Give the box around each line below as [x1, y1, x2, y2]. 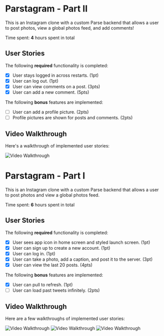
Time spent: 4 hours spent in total [5, 35, 75, 41]
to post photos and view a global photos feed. [5, 192, 100, 198]
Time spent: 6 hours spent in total [5, 202, 75, 208]
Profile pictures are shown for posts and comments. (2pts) [12, 115, 133, 121]
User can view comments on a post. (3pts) [12, 83, 100, 89]
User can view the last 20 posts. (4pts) [12, 262, 92, 268]
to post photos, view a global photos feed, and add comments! [5, 25, 134, 31]
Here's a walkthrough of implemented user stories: [5, 142, 110, 148]
